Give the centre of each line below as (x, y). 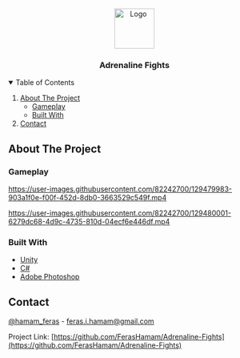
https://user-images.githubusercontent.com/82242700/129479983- (120, 189)
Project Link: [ (31, 337)
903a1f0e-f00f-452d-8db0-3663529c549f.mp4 (88, 197)
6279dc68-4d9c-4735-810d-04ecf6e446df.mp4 (89, 221)
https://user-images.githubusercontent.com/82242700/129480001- (120, 213)
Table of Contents (45, 82)
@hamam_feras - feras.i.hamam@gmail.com (81, 321)
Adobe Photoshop (50, 277)
